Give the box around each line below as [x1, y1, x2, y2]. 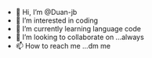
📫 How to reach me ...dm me [15, 42, 111, 50]
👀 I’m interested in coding [15, 16, 99, 25]
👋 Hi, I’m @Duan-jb [15, 8, 78, 16]
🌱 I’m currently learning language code [15, 24, 141, 33]
